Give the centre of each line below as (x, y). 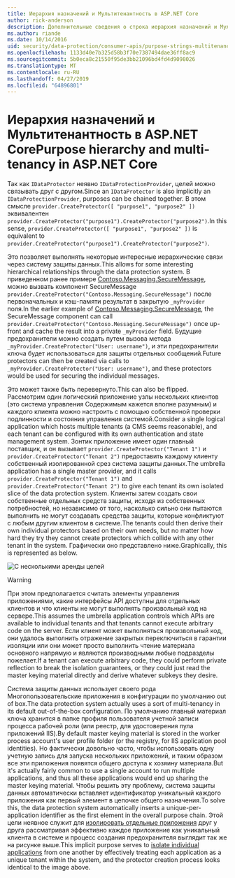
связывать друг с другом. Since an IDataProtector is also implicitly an (109, 191)
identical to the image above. (49, 868)
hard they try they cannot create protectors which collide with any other (111, 538)
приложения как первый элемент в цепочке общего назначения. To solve (116, 800)
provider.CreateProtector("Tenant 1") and (70, 479)
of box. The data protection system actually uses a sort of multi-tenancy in (114, 704)
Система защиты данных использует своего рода (81, 689)
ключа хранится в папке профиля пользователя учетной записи (103, 718)
